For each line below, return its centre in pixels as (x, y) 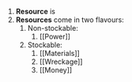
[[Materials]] (60, 53)
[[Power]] (55, 36)
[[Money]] (56, 70)
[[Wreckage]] (61, 61)
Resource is (35, 11)
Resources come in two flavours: (70, 20)
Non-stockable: (53, 28)
